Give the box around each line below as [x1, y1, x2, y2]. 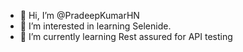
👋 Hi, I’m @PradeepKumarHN [19, 10, 140, 21]
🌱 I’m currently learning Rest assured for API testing [19, 31, 233, 42]
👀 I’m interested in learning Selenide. [19, 20, 172, 32]
